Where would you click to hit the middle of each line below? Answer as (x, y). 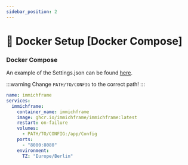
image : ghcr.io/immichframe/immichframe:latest (77, 117)
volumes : (28, 129)
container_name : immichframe (53, 112)
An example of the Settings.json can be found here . (70, 73)
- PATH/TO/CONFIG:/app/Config (59, 134)
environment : (33, 150)
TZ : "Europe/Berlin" (47, 156)
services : (19, 101)
